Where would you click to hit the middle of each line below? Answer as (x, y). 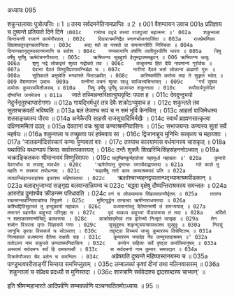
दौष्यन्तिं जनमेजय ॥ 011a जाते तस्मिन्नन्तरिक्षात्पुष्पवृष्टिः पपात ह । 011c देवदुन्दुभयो (100, 95)
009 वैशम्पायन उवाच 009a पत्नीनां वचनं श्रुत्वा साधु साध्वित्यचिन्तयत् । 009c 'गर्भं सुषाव (112, 82)
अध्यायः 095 (22, 10)
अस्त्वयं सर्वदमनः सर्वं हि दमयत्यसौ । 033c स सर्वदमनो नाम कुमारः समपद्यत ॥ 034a (102, 249)
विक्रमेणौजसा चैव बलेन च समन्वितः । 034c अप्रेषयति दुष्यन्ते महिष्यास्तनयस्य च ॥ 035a (108, 256)
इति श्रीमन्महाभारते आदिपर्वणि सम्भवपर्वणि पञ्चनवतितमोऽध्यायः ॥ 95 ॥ (83, 286)
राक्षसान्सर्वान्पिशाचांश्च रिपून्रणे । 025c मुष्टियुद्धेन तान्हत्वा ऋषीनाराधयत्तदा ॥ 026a (97, 200)
